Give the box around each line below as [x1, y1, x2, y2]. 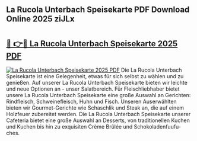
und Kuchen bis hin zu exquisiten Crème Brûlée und [6, 123, 133, 130]
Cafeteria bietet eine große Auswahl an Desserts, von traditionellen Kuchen [6, 117, 190, 124]
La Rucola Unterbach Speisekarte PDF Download [6, 5, 190, 15]
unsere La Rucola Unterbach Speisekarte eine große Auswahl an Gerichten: [6, 92, 191, 98]
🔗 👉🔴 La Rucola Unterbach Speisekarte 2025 [6, 39, 178, 49]
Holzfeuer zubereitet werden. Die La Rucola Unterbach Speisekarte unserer [6, 111, 191, 117]
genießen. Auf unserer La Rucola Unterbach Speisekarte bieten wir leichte [6, 79, 188, 86]
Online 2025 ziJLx [6, 14, 75, 24]
